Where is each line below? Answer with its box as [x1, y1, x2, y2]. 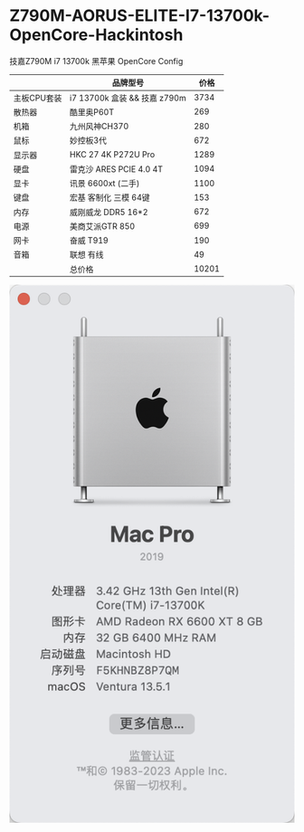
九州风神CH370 [69, 121, 129, 132]
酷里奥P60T [69, 106, 115, 118]
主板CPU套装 [13, 92, 62, 103]
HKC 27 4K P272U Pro [69, 149, 156, 160]
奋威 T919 [69, 235, 109, 246]
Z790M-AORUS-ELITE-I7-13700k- [9, 5, 270, 26]
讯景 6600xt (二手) [69, 178, 140, 189]
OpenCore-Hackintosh [9, 24, 184, 45]
